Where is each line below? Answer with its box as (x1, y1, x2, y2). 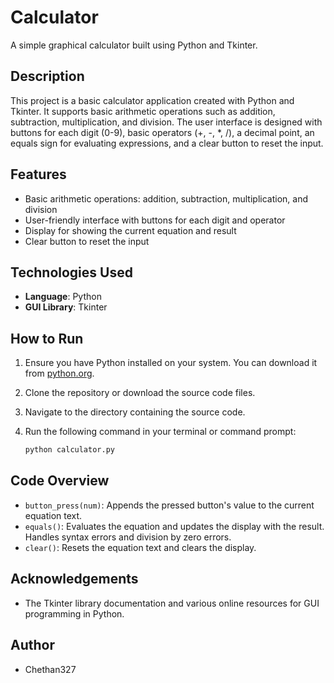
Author (10, 637, 55, 654)
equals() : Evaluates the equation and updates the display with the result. (24, 520, 325, 532)
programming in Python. (24, 607, 125, 620)
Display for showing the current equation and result (24, 224, 237, 236)
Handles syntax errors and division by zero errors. (24, 531, 232, 543)
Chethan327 (24, 663, 77, 675)
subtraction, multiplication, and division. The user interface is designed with (10, 116, 323, 128)
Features (10, 166, 67, 183)
